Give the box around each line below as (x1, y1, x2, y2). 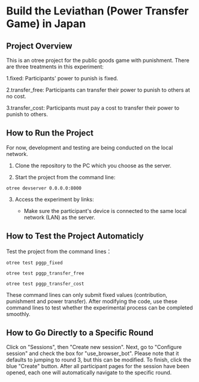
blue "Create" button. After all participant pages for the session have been (6, 363, 190, 370)
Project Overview (6, 41, 73, 51)
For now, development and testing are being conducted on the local (6, 144, 173, 151)
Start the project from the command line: (14, 173, 116, 181)
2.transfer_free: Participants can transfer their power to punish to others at (6, 86, 191, 94)
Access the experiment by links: (14, 195, 94, 203)
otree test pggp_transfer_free (6, 270, 85, 276)
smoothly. (6, 310, 31, 317)
